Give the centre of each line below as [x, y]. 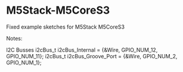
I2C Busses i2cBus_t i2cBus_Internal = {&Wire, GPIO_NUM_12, [82, 50]
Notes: [14, 38]
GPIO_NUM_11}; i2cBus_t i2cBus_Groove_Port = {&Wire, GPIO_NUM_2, [92, 56]
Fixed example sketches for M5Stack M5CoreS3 [66, 27]
